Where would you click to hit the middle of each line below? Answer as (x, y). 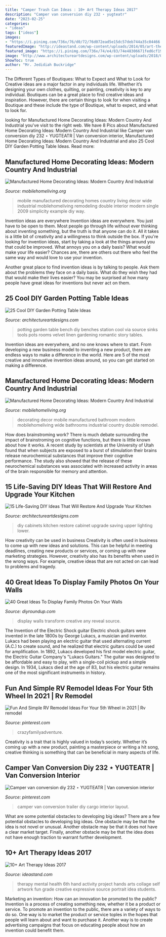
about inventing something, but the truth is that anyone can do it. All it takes (82, 231)
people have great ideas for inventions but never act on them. (68, 283)
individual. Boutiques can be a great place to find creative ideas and (74, 95)
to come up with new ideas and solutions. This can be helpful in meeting (79, 546)
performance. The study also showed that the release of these (69, 461)
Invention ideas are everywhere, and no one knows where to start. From (78, 344)
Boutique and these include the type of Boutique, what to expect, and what (82, 105)
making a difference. (26, 365)
